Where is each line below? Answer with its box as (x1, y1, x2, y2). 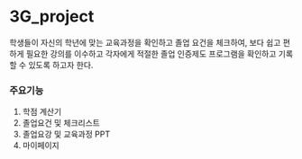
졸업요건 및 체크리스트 (22, 118, 101, 128)
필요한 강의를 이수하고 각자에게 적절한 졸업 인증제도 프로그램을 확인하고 (25, 48, 277, 59)
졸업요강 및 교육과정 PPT (22, 128, 111, 140)
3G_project (9, 6, 95, 27)
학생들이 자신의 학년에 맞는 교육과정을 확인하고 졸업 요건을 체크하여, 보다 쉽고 (9, 37, 281, 48)
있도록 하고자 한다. (28, 59, 94, 70)
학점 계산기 (22, 106, 62, 118)
